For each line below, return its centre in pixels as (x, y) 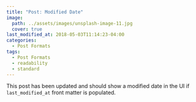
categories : (21, 40)
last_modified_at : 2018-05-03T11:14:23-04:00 (65, 35)
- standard (26, 69)
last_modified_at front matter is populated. (61, 93)
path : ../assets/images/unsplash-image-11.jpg (72, 23)
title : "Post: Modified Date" (45, 12)
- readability (30, 63)
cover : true (27, 29)
